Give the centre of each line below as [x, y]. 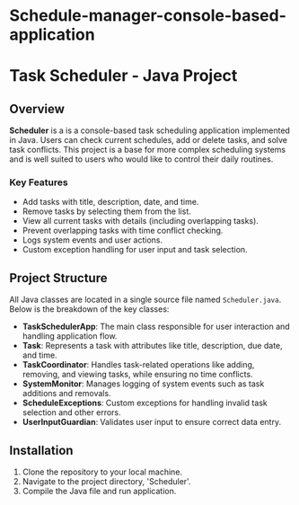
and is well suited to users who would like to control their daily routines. [141, 159]
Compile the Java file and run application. [99, 492]
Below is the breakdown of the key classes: [89, 309]
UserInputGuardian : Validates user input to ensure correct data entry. [151, 422]
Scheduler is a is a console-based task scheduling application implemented [149, 130]
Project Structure [58, 278]
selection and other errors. [71, 412]
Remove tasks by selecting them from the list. [106, 211]
